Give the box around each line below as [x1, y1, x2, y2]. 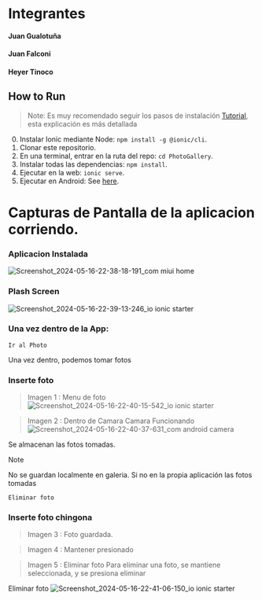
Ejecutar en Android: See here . [19, 176, 120, 186]
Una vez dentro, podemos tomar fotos [8, 355, 131, 364]
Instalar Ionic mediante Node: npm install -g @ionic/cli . [19, 134, 207, 144]
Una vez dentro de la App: [8, 323, 109, 334]
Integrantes [8, 5, 86, 23]
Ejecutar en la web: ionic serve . [19, 167, 125, 177]
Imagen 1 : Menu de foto [27, 392, 106, 402]
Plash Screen [8, 286, 61, 297]
